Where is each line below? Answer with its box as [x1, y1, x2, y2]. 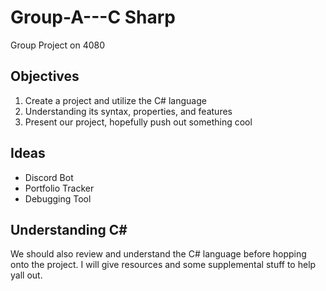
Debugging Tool [24, 192, 92, 205]
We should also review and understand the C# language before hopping [10, 248, 307, 260]
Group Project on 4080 [10, 39, 106, 51]
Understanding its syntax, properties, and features [24, 105, 233, 117]
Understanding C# [10, 221, 128, 238]
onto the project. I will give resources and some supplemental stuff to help [10, 259, 317, 271]
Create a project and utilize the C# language [24, 94, 207, 106]
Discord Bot [24, 171, 74, 183]
